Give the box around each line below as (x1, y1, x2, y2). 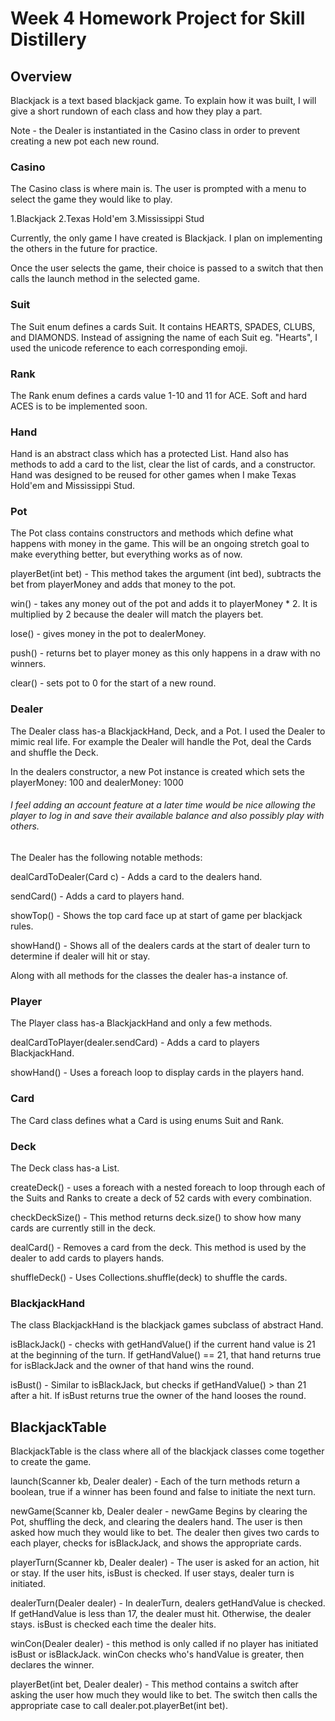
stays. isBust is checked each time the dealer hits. (10, 1618, 217, 1630)
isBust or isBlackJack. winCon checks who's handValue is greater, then (10, 1648, 305, 1660)
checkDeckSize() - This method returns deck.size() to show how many (10, 1211, 302, 1223)
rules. (10, 920, 34, 932)
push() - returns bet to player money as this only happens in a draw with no (10, 647, 321, 659)
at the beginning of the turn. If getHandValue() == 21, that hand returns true (10, 1349, 322, 1361)
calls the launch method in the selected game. (10, 273, 200, 285)
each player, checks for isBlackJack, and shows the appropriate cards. (10, 1537, 302, 1549)
